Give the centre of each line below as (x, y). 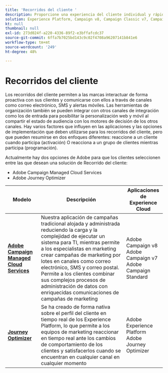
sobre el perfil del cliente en (73, 313)
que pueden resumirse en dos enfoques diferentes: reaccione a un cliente (81, 137)
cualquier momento (63, 363)
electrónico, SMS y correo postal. (80, 267)
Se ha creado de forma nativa (75, 307)
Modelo (22, 200)
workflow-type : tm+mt (28, 43)
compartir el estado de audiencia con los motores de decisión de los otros (82, 121)
